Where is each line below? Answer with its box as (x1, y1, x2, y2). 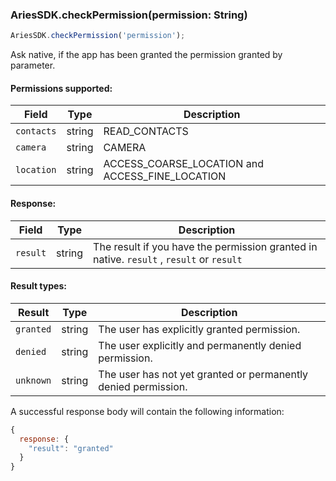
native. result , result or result (93, 252, 243, 266)
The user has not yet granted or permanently (98, 367, 309, 381)
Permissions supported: (10, 82, 113, 94)
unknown (15, 374, 52, 386)
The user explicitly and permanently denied (98, 338, 302, 352)
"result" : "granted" (28, 443, 114, 453)
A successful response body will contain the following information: (10, 405, 285, 417)
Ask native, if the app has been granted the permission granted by (10, 49, 283, 61)
